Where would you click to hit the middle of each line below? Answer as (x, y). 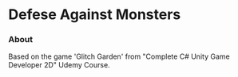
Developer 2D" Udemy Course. (59, 65)
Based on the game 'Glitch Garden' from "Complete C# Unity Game (119, 56)
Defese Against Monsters (95, 15)
